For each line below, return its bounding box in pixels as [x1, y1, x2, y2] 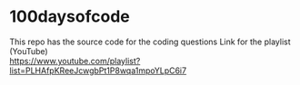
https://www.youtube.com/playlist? [9, 55, 141, 66]
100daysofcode [9, 6, 130, 27]
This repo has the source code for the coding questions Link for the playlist [9, 36, 291, 47]
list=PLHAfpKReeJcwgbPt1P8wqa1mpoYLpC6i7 [9, 65, 187, 76]
